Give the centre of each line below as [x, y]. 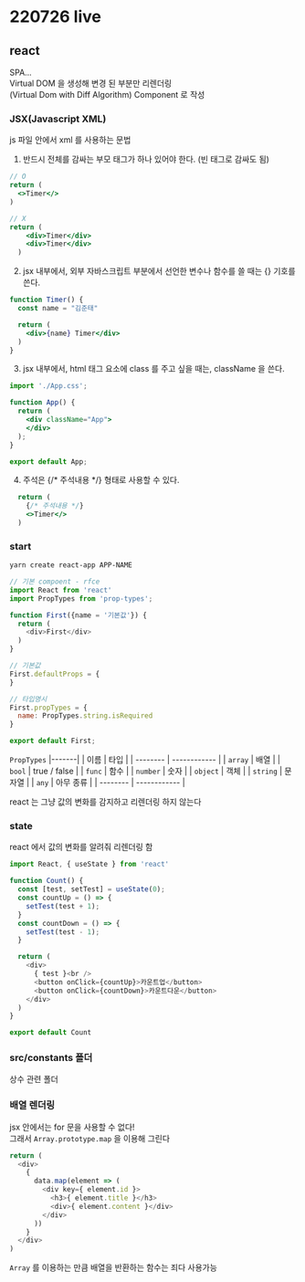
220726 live [56, 17]
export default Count [51, 1033]
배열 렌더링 [32, 1105]
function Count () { [47, 881]
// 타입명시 [28, 699]
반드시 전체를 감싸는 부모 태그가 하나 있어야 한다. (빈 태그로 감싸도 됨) [146, 159]
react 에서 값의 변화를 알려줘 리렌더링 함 [81, 847]
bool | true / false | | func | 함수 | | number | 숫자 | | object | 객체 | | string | [146, 771]
